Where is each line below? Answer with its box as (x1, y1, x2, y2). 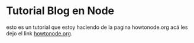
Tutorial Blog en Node (6, 4, 114, 18)
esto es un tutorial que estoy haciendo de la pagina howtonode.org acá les (6, 24, 188, 31)
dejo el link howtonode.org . (6, 29, 73, 37)
